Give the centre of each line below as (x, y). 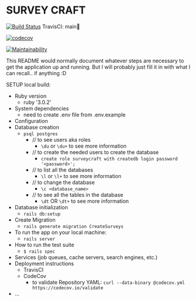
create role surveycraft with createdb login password (109, 159)
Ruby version (31, 96)
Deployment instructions (44, 263)
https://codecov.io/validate (68, 288)
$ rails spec (39, 251)
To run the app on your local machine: (60, 232)
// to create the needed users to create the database (95, 152)
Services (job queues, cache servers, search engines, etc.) (86, 257)
